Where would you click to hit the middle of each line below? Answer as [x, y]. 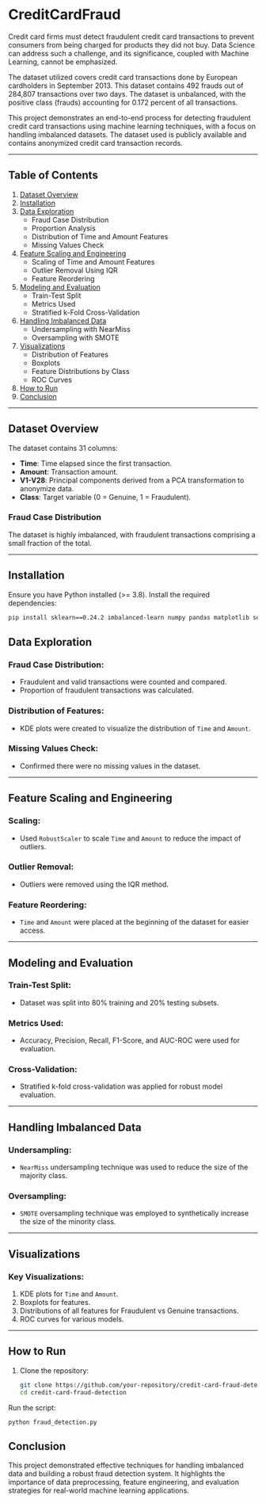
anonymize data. [47, 488]
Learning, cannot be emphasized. [63, 62]
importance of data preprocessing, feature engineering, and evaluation [124, 1482]
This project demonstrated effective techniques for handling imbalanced [126, 1465]
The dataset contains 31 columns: [63, 448]
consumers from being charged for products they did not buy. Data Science [132, 44]
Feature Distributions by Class [80, 371]
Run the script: [32, 1407]
